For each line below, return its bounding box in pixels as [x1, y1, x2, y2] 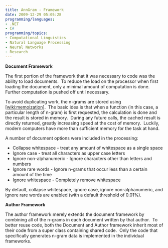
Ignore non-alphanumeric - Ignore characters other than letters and [12, 155, 152, 161]
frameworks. [5, 238, 32, 244]
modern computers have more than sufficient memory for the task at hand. [5, 125, 159, 131]
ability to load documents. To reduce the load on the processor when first [5, 78, 158, 84]
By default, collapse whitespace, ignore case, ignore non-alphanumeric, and [5, 186, 163, 192]
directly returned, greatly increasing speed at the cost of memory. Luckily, [5, 120, 159, 126]
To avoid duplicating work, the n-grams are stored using [5, 98, 121, 104]
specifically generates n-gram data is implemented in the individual [5, 232, 144, 238]
